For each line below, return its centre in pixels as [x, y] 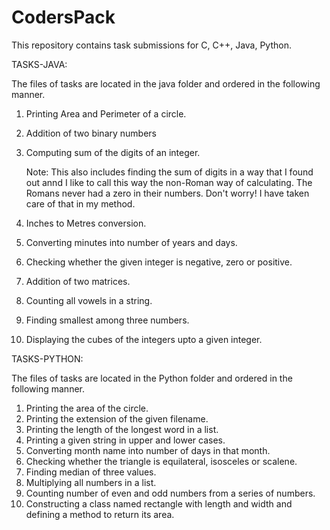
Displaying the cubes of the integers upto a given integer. [144, 339]
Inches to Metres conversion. [86, 223]
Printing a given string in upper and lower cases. [125, 440]
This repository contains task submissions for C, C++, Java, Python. [151, 45]
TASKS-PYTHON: [47, 358]
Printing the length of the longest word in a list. [122, 429]
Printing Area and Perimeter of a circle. [106, 113]
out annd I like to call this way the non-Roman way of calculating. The [169, 182]
